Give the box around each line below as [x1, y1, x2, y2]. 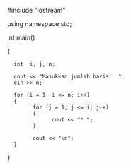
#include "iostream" [7, 6, 66, 14]
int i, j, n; [13, 61, 55, 68]
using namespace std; [7, 20, 72, 28]
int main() [7, 33, 35, 42]
